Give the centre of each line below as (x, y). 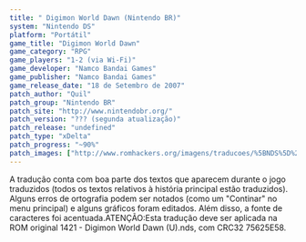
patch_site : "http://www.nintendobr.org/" (91, 111)
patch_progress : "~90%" (55, 145)
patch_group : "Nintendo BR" (63, 102)
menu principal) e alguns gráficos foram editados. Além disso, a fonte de (146, 208)
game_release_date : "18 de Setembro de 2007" (97, 86)
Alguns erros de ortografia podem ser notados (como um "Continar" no (143, 198)
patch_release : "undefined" (63, 128)
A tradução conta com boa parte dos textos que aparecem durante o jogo (148, 179)
